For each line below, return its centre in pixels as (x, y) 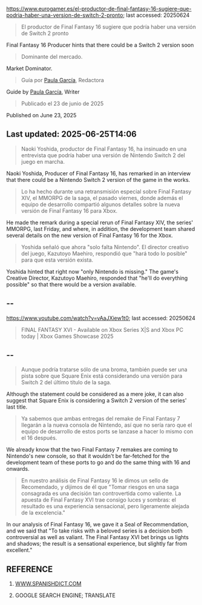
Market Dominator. (29, 68)
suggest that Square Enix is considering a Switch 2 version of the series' (96, 401)
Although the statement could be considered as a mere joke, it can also (95, 394)
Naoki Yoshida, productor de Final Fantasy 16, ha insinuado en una (104, 149)
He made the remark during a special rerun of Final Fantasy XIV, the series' (100, 222)
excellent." (19, 550)
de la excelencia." (43, 513)
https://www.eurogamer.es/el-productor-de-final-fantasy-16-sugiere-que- (99, 9)
